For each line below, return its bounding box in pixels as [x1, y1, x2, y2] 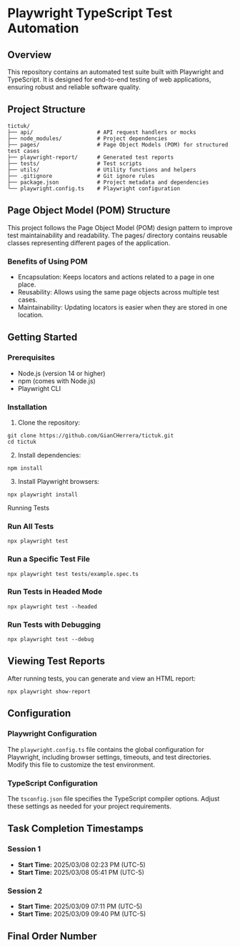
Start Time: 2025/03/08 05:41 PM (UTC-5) [17, 868, 145, 876]
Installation [7, 402, 48, 412]
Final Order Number [7, 931, 97, 943]
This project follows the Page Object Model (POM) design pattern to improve [7, 223, 233, 232]
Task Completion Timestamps [7, 823, 144, 835]
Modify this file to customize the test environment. [7, 760, 156, 769]
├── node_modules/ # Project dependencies [7, 134, 168, 142]
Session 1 [7, 844, 41, 854]
